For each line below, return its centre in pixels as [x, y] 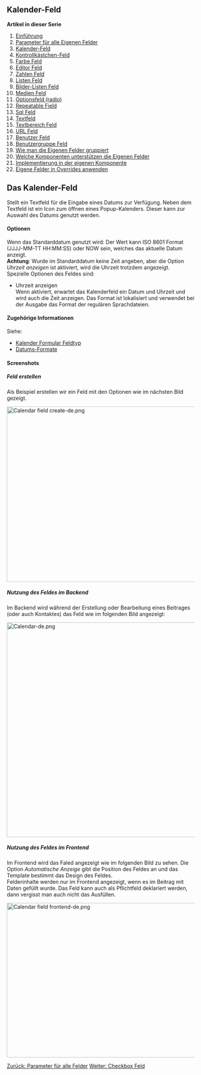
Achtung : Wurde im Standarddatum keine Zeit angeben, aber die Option [95, 261]
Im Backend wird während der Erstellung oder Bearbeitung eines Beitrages [98, 607]
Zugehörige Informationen [40, 318]
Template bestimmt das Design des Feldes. [60, 875]
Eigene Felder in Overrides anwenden [62, 169]
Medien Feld [31, 93]
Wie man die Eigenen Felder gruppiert [62, 150]
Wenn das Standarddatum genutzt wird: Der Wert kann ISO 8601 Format [95, 242]
